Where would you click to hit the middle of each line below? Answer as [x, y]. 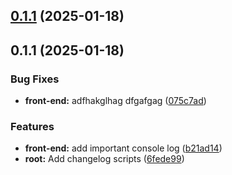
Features [32, 126]
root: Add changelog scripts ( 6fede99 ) [104, 159]
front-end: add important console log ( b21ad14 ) [123, 148]
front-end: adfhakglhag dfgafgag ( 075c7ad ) [115, 101]
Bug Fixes [35, 79]
